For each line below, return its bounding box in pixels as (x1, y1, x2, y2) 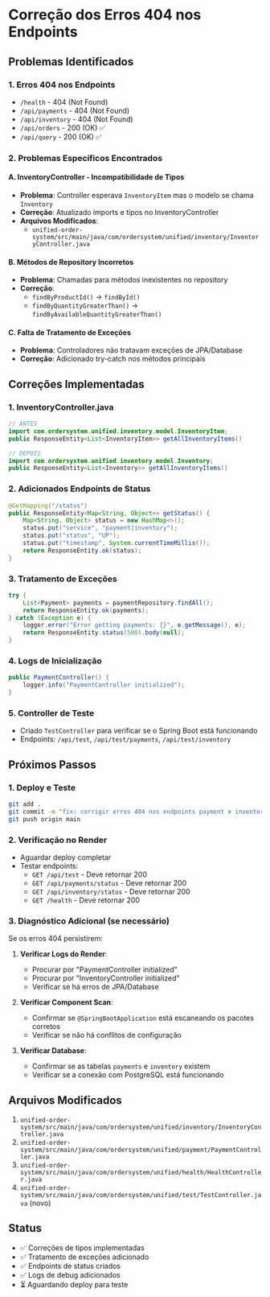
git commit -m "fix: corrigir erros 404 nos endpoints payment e (8, 808, 231, 816)
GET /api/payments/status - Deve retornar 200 (31, 878, 187, 887)
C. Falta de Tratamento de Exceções (8, 328, 131, 337)
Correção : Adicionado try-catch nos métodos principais (19, 354, 207, 364)
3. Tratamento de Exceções (8, 573, 118, 584)
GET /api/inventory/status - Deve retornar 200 (31, 886, 190, 896)
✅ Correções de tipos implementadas (19, 1242, 145, 1253)
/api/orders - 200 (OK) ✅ (19, 122, 106, 132)
